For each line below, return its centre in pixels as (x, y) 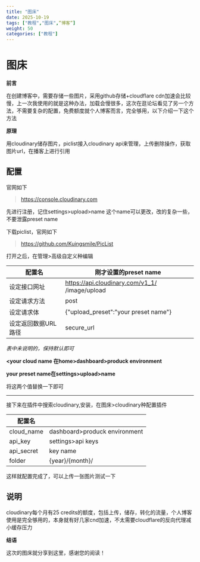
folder (18, 460)
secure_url (80, 328)
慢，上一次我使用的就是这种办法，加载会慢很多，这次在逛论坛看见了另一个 (97, 103)
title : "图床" (23, 12)
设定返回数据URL (33, 323)
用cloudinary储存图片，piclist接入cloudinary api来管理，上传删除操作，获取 (99, 143)
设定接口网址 (27, 286)
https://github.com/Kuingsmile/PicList (67, 243)
